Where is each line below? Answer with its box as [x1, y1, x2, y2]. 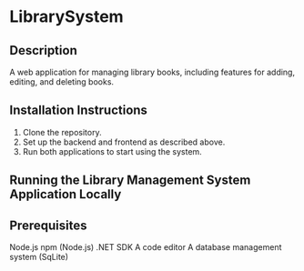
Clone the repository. [22, 126, 102, 137]
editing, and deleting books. [9, 76, 115, 87]
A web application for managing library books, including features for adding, [9, 66, 296, 77]
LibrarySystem [9, 6, 125, 27]
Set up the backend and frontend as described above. [22, 136, 226, 147]
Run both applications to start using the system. [22, 146, 202, 156]
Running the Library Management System [9, 173, 251, 188]
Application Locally [9, 186, 122, 202]
